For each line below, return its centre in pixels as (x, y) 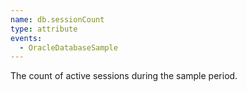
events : (26, 38)
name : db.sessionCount (57, 19)
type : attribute (44, 29)
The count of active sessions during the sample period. (124, 76)
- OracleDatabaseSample (68, 47)
